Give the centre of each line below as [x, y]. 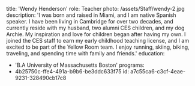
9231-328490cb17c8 [40, 78]
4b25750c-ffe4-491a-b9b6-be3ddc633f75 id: [72, 71]
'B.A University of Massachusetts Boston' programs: [80, 65]
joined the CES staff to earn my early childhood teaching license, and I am [98, 41]
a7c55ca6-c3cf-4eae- [158, 71]
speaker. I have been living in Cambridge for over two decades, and [90, 21]
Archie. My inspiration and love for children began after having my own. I [96, 34]
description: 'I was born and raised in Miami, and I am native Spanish [91, 15]
